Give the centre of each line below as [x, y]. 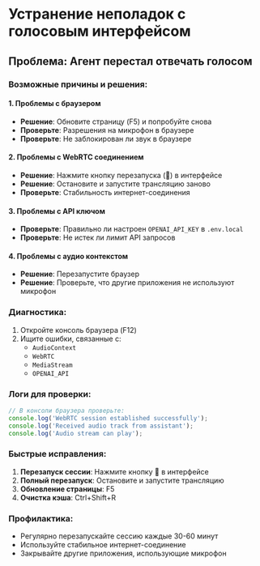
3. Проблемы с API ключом [57, 211]
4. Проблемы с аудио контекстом [68, 256]
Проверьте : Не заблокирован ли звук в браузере [106, 138]
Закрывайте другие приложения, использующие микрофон [123, 553]
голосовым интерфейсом [100, 31]
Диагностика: [38, 313]
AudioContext [54, 348]
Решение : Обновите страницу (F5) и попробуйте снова [116, 121]
